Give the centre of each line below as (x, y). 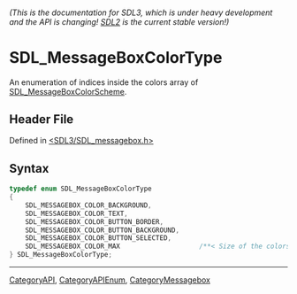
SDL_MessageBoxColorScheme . (68, 91)
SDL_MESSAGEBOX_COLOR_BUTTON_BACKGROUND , (102, 230)
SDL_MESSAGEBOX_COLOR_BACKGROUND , (88, 205)
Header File (42, 119)
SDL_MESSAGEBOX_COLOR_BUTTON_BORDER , (95, 221)
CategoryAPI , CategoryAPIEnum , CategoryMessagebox (110, 280)
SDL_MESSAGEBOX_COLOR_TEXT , (76, 213)
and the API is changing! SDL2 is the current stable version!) (119, 21)
